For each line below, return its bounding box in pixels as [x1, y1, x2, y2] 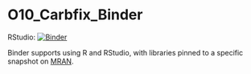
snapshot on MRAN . [7, 56, 74, 66]
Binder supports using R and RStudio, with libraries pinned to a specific [7, 47, 244, 57]
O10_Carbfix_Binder [7, 6, 143, 24]
